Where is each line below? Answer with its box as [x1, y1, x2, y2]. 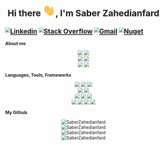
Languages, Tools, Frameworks [5, 72, 72, 78]
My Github [5, 109, 27, 115]
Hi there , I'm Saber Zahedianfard [7, 8, 160, 19]
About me [5, 40, 26, 46]
